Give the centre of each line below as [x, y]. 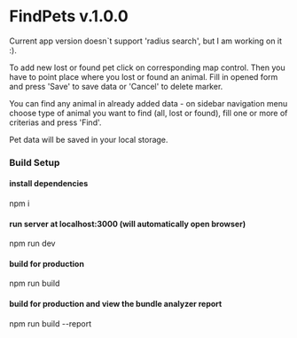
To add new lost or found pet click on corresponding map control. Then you [147, 67]
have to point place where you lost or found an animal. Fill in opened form [144, 76]
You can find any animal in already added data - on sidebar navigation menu [148, 103]
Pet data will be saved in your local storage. [89, 139]
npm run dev [32, 244]
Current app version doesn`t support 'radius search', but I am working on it [145, 41]
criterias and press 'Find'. [55, 122]
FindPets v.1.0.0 [69, 16]
